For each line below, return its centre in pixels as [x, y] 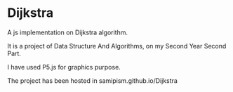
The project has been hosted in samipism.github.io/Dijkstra [92, 80]
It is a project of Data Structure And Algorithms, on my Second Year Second [117, 46]
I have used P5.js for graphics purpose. [64, 67]
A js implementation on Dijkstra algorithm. [68, 32]
